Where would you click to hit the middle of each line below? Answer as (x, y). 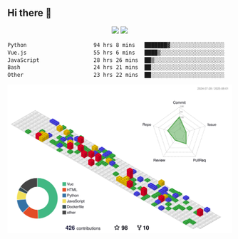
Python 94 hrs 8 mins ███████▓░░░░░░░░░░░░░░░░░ (116, 45)
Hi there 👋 (30, 13)
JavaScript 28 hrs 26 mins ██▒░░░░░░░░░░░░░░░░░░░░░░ (116, 60)
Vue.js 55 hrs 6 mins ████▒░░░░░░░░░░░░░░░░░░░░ (116, 53)
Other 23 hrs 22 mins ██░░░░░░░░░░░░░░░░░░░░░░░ (116, 75)
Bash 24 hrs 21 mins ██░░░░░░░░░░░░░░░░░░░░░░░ (116, 68)
